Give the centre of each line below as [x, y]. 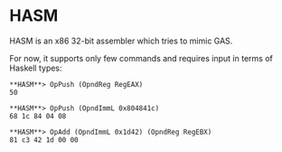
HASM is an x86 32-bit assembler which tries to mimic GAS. [121, 41]
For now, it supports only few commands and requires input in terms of [141, 58]
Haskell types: [36, 68]
